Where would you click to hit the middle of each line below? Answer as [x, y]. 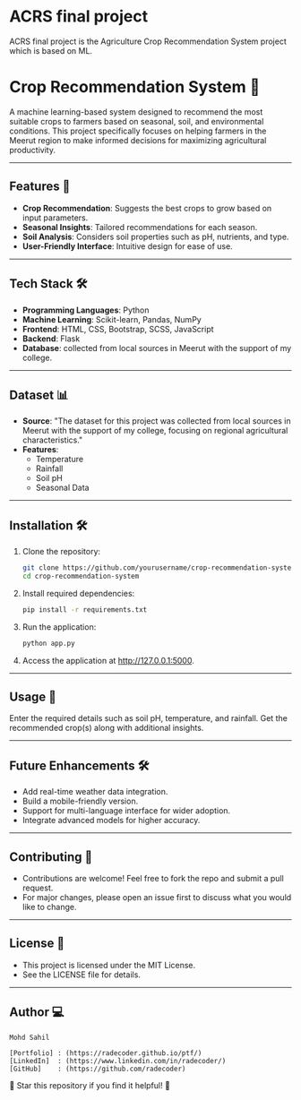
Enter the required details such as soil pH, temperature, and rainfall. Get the [149, 718]
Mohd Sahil [30, 1037]
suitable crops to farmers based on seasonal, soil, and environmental [137, 121]
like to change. [50, 907]
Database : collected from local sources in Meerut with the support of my [157, 348]
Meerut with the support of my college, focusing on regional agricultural [155, 431]
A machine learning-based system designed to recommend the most [136, 112]
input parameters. [55, 218]
